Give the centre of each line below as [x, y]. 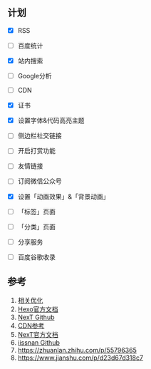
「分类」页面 [36, 227]
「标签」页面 [36, 212]
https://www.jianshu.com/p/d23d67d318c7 [80, 358]
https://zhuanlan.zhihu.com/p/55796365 [77, 350]
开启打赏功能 [36, 151]
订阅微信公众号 [40, 181]
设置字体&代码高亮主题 [51, 120]
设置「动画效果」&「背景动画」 [63, 196]
